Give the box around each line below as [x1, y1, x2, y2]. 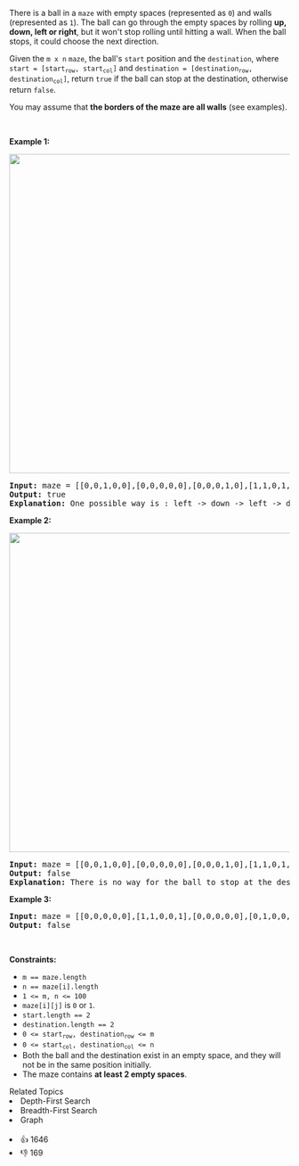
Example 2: [9, 514, 52, 525]
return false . [9, 84, 56, 94]
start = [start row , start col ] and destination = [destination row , [9, 62, 254, 75]
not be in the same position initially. [21, 1059, 152, 1070]
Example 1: [9, 135, 51, 146]
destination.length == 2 [21, 1020, 115, 1029]
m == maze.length [21, 973, 87, 981]
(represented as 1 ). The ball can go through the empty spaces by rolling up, [9, 17, 287, 28]
